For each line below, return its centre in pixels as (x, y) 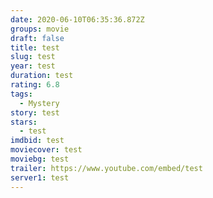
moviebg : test (40, 159)
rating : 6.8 (35, 85)
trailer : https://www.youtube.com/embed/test (106, 168)
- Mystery (39, 103)
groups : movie (40, 29)
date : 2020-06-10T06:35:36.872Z (77, 19)
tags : (21, 94)
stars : (24, 122)
